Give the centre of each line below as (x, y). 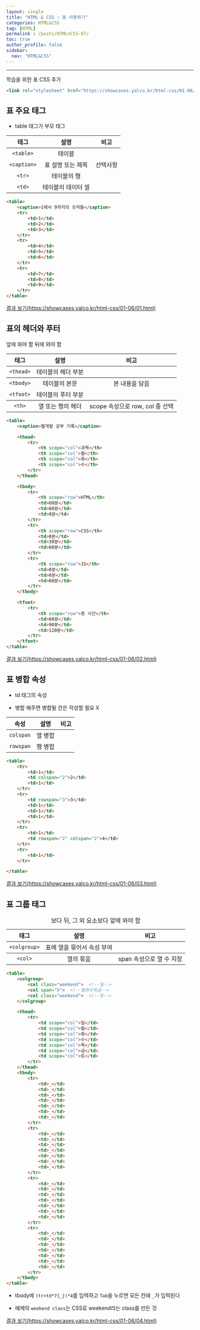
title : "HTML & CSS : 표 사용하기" (47, 17)
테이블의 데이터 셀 (66, 187)
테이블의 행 (66, 176)
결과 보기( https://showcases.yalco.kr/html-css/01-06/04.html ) (82, 1321)
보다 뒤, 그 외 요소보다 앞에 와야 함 (96, 921)
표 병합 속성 (26, 680)
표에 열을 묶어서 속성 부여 (79, 947)
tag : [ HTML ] (21, 28)
